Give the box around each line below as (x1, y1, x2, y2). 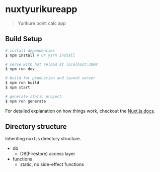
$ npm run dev (5, 66, 35, 71)
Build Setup (5, 35, 42, 43)
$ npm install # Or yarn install (5, 53, 75, 58)
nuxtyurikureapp (5, 4, 77, 15)
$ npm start (5, 85, 30, 90)
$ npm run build (5, 80, 39, 85)
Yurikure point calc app (17, 20, 66, 26)
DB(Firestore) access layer (20, 151, 75, 157)
